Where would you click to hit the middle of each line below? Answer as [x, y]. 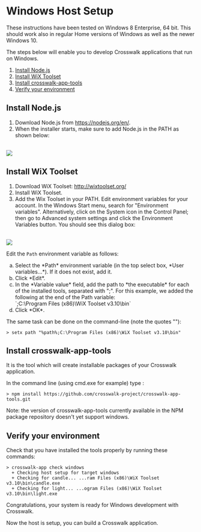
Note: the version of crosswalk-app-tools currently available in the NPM [95, 411]
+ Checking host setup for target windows [65, 473]
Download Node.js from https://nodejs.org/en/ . [73, 122]
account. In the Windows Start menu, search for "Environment [91, 205]
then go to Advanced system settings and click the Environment [94, 218]
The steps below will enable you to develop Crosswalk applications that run [99, 52]
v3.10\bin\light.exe [32, 494]
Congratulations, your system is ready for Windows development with [92, 505]
